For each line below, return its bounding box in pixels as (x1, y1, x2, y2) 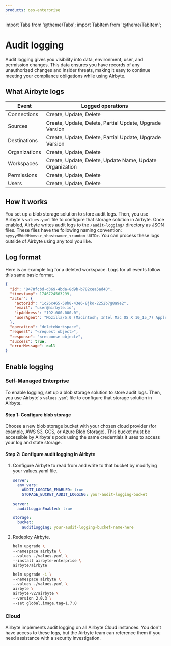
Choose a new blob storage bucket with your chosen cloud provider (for (5, 423, 157, 429)
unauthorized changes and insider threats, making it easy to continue (5, 67, 151, 73)
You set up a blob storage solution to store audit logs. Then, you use (5, 211, 149, 217)
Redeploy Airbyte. (12, 534, 51, 540)
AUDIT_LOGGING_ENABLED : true (22, 487, 84, 492)
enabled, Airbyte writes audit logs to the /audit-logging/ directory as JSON (5, 222, 164, 228)
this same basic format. (5, 272, 54, 278)
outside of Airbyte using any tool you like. (5, 238, 93, 244)
